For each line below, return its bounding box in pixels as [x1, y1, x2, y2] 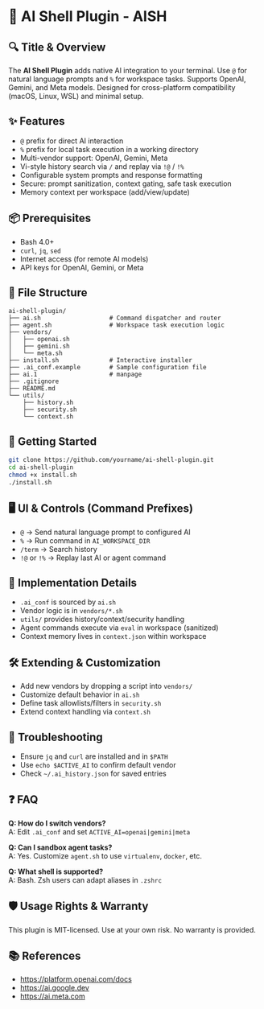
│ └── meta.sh [8, 349, 63, 357]
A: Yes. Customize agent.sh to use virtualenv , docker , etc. [8, 850, 203, 860]
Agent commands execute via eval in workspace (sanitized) [19, 623, 219, 632]
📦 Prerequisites [8, 212, 92, 225]
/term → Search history [19, 544, 98, 554]
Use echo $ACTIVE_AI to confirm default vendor [19, 760, 176, 769]
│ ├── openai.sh [8, 336, 70, 344]
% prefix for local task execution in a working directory [19, 144, 199, 154]
